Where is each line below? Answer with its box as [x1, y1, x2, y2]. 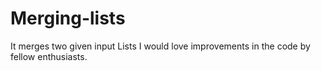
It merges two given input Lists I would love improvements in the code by [10, 40, 311, 52]
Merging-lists [10, 7, 126, 30]
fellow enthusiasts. [10, 50, 88, 62]
